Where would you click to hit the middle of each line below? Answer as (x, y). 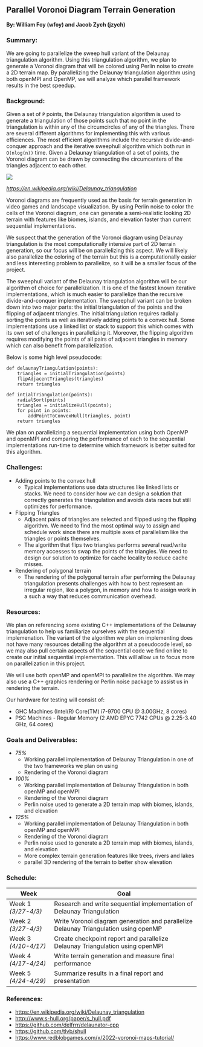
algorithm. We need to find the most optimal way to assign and (102, 526)
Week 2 (20, 921)
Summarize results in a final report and (109, 973)
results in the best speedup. (41, 85)
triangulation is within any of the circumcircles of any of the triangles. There (101, 127)
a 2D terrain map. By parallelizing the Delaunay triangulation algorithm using (101, 72)
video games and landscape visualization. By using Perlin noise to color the (100, 207)
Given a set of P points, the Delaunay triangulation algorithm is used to (94, 114)
